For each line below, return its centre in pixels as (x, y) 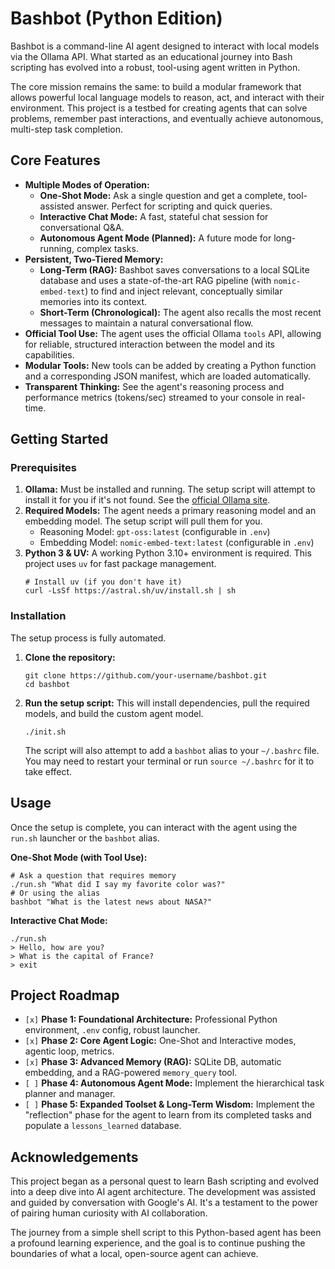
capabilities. (49, 354)
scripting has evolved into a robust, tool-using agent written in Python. (155, 67)
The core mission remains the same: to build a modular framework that (156, 86)
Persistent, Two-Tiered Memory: (94, 259)
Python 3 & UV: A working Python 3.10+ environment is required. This (168, 553)
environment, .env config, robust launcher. (112, 1030)
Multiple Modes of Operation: (87, 184)
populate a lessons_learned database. (103, 1126)
